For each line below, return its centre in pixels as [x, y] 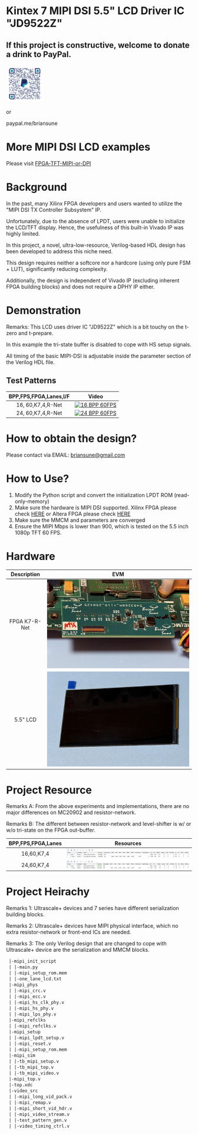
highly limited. [23, 233]
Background [37, 187]
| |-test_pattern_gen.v [38, 1120]
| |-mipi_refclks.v [33, 1026]
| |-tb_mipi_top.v [31, 1067]
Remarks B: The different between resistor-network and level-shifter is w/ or [99, 824]
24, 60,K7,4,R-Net [39, 413]
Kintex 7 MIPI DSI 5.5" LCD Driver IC [95, 11]
